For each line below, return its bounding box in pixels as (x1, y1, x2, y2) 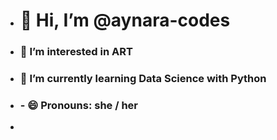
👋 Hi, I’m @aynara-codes (19, 9, 231, 32)
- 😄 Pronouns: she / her (19, 98, 139, 112)
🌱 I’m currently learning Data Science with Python (19, 72, 267, 86)
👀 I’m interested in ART (19, 45, 133, 59)
